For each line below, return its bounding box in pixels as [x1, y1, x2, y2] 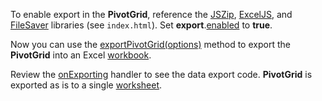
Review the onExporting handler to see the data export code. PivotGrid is [10, 69, 313, 80]
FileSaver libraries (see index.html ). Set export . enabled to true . [10, 19, 273, 31]
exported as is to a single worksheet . [10, 79, 163, 91]
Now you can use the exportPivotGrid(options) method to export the [10, 39, 291, 50]
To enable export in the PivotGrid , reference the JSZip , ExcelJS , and [10, 9, 293, 20]
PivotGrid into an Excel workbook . [10, 49, 152, 61]
